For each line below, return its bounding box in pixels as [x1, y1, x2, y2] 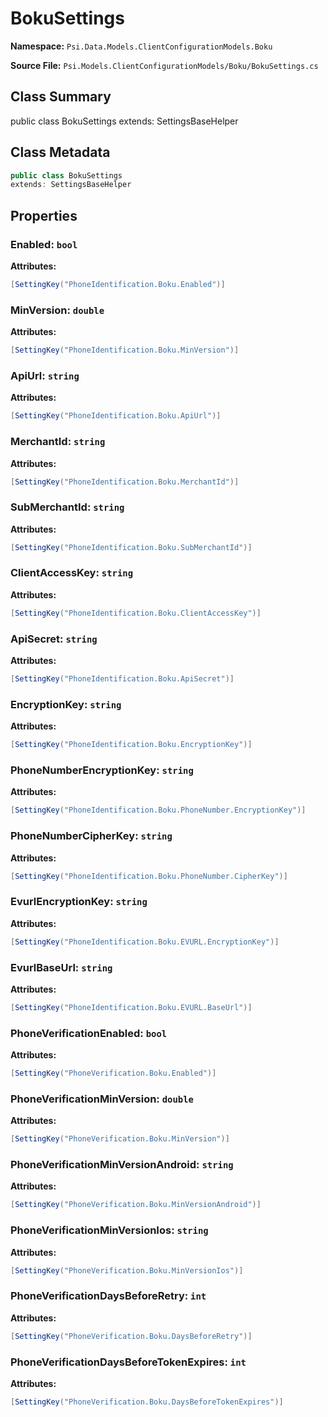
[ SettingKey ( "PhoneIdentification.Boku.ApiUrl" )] [10, 411, 222, 421]
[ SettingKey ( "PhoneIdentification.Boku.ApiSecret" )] [10, 674, 235, 684]
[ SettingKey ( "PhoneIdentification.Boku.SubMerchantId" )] [10, 542, 253, 552]
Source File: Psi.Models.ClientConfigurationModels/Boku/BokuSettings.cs [10, 59, 319, 71]
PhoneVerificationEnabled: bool [10, 1026, 168, 1040]
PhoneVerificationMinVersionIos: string [10, 1223, 209, 1237]
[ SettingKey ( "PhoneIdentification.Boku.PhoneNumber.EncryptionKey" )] [10, 805, 307, 816]
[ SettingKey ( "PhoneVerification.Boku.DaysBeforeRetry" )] [10, 1331, 253, 1341]
